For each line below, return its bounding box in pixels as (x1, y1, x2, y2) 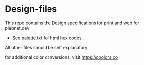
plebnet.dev (5, 25, 30, 31)
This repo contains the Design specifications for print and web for (5, 20, 140, 26)
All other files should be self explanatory (5, 44, 88, 50)
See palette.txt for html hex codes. (12, 35, 83, 41)
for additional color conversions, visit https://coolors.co (5, 54, 118, 60)
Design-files (5, 3, 57, 15)
